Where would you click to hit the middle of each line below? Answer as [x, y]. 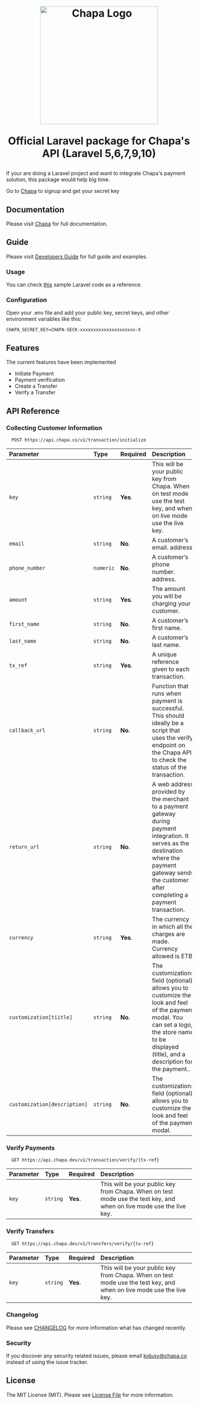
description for [173, 1061]
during [161, 821]
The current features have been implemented [61, 362]
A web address [173, 784]
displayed [166, 1046]
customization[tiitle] [41, 1017]
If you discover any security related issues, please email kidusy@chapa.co [97, 1356]
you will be [167, 596]
